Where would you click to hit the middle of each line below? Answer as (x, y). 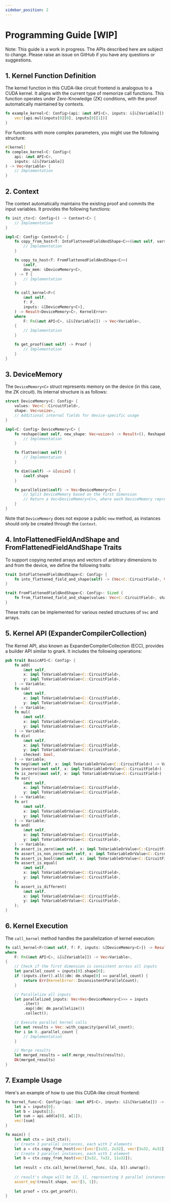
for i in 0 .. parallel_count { (46, 1032)
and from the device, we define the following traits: (58, 565)
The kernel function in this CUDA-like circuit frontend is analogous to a (79, 88)
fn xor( (22, 778)
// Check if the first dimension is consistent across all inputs (86, 967)
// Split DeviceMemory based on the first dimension (80, 494)
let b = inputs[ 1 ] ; (35, 1111)
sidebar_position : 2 (27, 10)
